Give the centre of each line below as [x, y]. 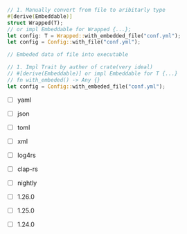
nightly [27, 183]
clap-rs [27, 169]
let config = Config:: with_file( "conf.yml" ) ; [74, 42]
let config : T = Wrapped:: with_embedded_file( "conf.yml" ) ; [94, 36]
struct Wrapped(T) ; [35, 23]
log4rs [26, 155]
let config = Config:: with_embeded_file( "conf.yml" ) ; [87, 87]
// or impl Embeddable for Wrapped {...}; [69, 29]
